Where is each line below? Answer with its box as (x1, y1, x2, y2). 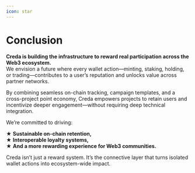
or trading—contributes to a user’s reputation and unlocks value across (6, 71, 177, 79)
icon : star (6, 8, 33, 15)
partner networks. (6, 77, 50, 84)
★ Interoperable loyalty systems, (6, 136, 89, 143)
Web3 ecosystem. (6, 59, 51, 66)
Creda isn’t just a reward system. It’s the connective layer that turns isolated (6, 154, 189, 161)
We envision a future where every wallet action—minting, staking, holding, (6, 65, 185, 72)
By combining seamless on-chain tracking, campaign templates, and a (6, 89, 175, 96)
